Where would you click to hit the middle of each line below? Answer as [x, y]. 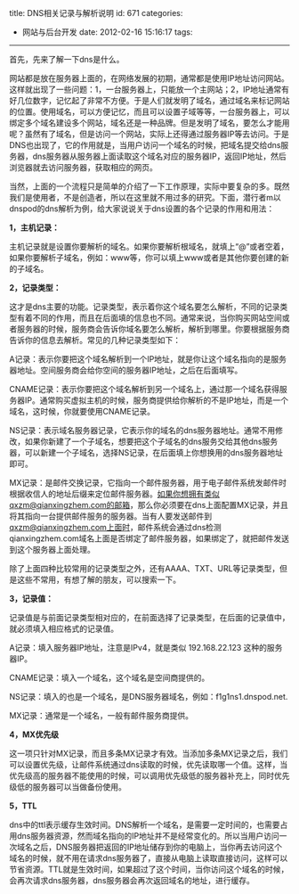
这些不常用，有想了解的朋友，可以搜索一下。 [98, 579]
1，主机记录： [35, 227]
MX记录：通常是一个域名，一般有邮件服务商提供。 [101, 715]
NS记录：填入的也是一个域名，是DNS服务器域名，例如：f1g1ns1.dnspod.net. [149, 697]
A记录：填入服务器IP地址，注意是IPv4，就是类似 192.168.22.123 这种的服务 [146, 648]
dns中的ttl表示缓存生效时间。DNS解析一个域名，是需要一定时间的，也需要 [145, 824]
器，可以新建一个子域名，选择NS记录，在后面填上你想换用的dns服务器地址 [146, 452]
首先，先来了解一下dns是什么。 [67, 59]
